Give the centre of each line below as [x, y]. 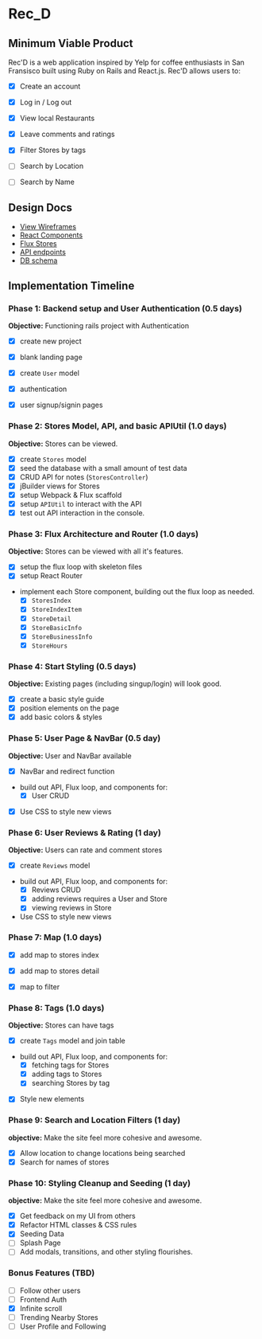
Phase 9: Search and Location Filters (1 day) [94, 1120]
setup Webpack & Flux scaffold [71, 495]
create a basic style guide [62, 699]
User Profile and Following [63, 1326]
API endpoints [42, 253]
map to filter [40, 987]
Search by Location [52, 166]
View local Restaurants [57, 118]
